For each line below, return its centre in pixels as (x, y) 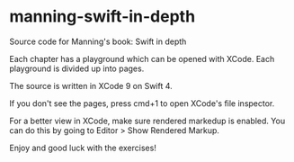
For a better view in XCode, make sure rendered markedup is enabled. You (147, 121)
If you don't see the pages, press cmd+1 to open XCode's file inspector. (142, 103)
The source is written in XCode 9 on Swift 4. (91, 85)
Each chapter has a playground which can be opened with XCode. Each (142, 58)
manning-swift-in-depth (102, 17)
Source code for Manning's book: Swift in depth (98, 41)
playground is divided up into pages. (77, 68)
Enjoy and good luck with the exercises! (83, 148)
